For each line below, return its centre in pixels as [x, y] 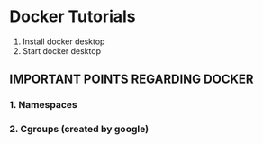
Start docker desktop [62, 50]
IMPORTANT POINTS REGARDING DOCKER [131, 80]
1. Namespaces [44, 105]
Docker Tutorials [73, 17]
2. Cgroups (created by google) [79, 130]
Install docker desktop [63, 41]
